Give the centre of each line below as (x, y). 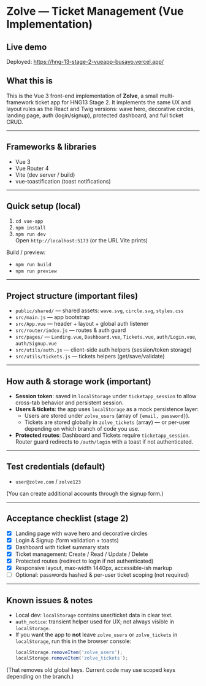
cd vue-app (29, 222)
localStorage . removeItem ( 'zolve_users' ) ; (69, 652)
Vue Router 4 (32, 168)
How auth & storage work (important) (79, 381)
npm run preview (36, 271)
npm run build (33, 265)
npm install (30, 228)
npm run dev (30, 234)
